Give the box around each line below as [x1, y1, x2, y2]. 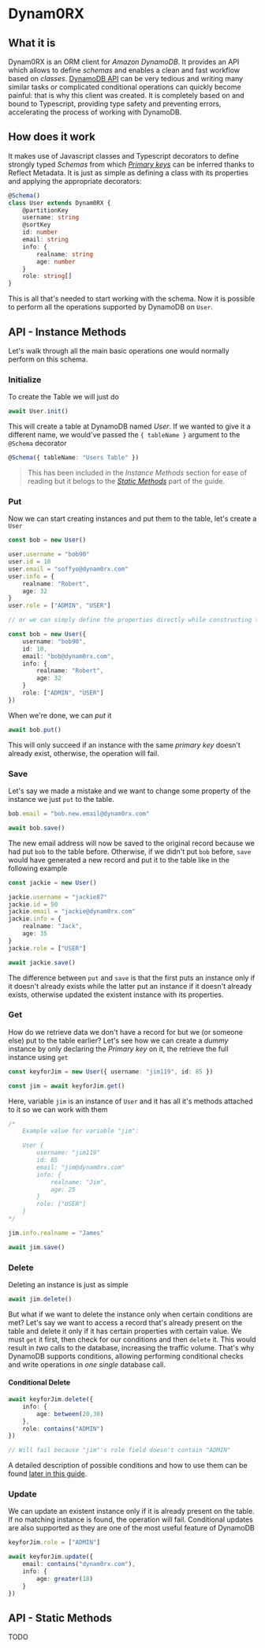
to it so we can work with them [8, 1104, 108, 1114]
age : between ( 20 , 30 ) [36, 1410, 104, 1418]
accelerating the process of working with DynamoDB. [8, 107, 182, 117]
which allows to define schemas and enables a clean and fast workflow [8, 66, 241, 75]
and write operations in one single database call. [8, 1359, 166, 1369]
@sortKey [22, 221, 51, 229]
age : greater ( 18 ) [36, 1575, 93, 1582]
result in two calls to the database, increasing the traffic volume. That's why [8, 1343, 255, 1352]
